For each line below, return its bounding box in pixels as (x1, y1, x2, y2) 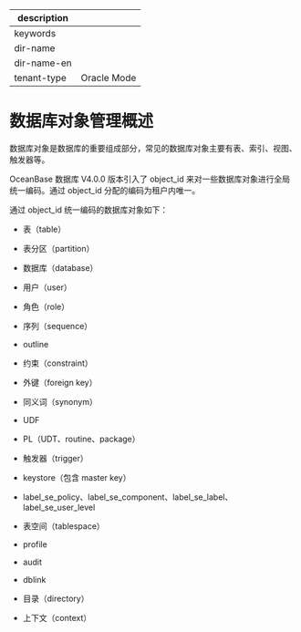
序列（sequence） (22, 320, 93, 331)
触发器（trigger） (22, 452, 88, 463)
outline (22, 338, 49, 349)
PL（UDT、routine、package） (22, 433, 140, 444)
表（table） (22, 223, 67, 234)
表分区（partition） (22, 243, 95, 254)
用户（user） (22, 282, 72, 293)
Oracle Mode (80, 72, 137, 84)
